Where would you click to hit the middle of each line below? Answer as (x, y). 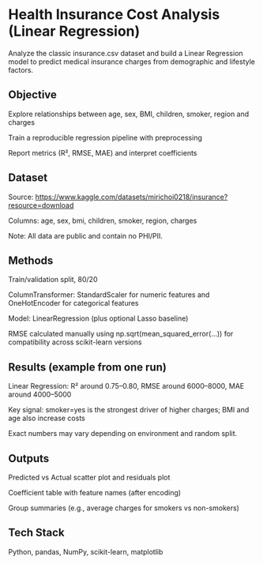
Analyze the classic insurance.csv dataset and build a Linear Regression (126, 53)
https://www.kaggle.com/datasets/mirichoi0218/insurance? (131, 197)
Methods (31, 260)
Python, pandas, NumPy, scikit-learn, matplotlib (86, 551)
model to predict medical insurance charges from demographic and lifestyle (131, 62)
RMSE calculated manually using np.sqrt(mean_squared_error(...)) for (121, 334)
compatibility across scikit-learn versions (75, 342)
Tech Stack (36, 533)
